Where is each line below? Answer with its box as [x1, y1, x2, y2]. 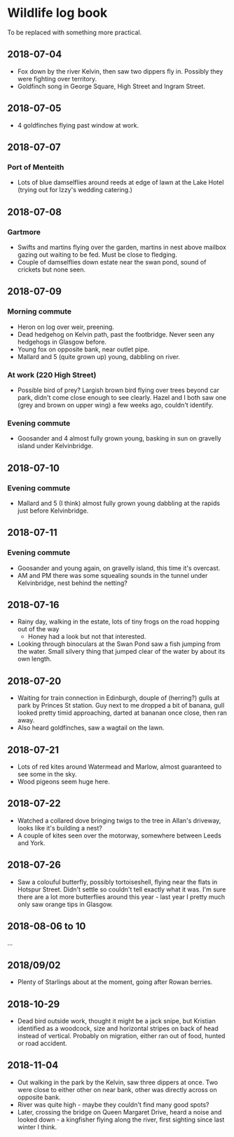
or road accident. [17, 1040, 68, 1048]
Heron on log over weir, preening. [17, 323, 114, 331]
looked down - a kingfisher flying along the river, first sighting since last [17, 1115, 225, 1124]
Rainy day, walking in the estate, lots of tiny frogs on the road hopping [17, 617, 220, 626]
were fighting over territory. [17, 74, 97, 83]
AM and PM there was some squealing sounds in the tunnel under [17, 571, 208, 579]
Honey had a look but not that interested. [27, 633, 146, 641]
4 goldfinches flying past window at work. [17, 121, 139, 129]
